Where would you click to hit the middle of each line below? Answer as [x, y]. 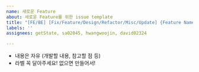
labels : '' [20, 28]
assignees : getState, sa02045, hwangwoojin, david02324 [76, 33]
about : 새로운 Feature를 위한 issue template [60, 17]
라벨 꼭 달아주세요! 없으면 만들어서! [55, 63]
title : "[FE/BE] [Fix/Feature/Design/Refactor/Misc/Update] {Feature [94, 22]
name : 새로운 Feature [31, 11]
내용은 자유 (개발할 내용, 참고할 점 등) [57, 56]
